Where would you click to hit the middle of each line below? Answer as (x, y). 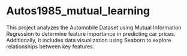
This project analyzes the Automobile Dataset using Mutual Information (94, 27)
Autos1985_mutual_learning (78, 11)
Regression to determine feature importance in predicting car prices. (91, 33)
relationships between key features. (50, 46)
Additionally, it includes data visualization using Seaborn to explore (89, 40)
